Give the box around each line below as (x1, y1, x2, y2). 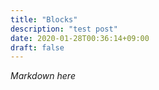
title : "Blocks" (10, 14, 78, 25)
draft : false (10, 42, 65, 53)
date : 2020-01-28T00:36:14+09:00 (10, 33, 150, 43)
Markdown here (10, 70, 76, 82)
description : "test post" (10, 24, 118, 34)
